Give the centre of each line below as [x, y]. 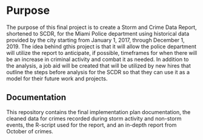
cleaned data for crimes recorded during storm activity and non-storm [94, 118]
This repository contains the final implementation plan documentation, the [98, 112]
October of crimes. [30, 131]
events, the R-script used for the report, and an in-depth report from [92, 125]
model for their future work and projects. [57, 78]
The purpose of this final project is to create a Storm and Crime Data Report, [101, 27]
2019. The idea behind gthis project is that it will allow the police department [101, 46]
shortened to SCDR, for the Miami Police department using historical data [98, 33]
